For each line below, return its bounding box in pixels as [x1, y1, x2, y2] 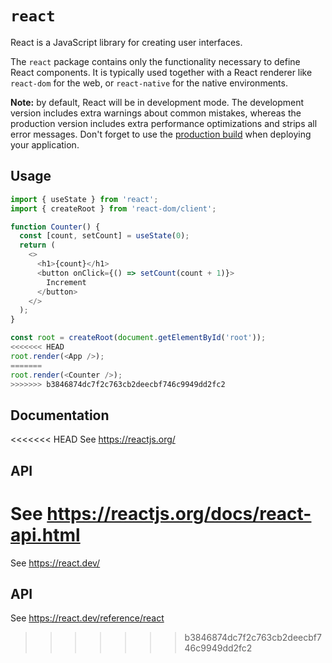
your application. [10, 138, 80, 151]
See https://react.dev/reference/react [10, 612, 165, 624]
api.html [10, 523, 81, 546]
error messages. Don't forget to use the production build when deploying [10, 128, 312, 140]
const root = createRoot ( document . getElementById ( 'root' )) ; [10, 333, 267, 343]
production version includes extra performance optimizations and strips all [10, 117, 318, 129]
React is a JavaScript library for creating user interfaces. [10, 36, 243, 48]
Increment [46, 277, 87, 287]
